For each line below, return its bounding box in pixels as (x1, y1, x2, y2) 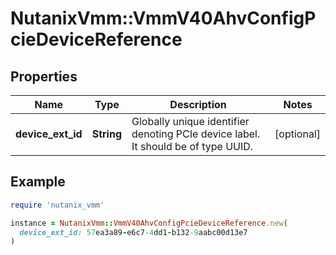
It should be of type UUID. (131, 140, 254, 153)
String (91, 127, 123, 141)
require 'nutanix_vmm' (10, 200, 105, 210)
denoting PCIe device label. (131, 127, 261, 141)
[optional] (274, 127, 321, 141)
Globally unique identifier (131, 115, 250, 128)
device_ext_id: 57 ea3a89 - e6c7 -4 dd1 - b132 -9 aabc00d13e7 (19, 227, 248, 237)
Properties (10, 68, 78, 85)
